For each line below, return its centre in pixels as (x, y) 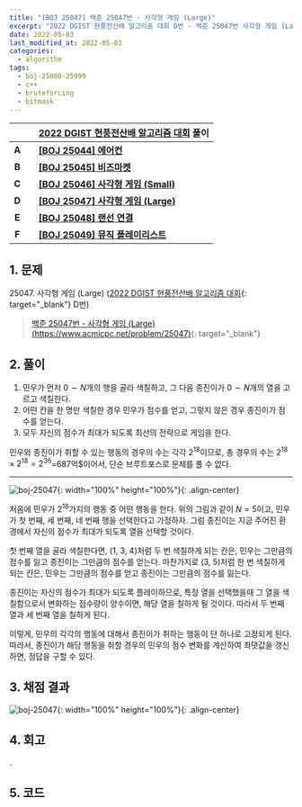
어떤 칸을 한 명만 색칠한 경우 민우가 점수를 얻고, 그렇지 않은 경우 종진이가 (149, 410)
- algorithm (40, 59)
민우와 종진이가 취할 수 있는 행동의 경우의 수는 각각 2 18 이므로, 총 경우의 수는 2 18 (149, 451)
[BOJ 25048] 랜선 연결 (86, 219)
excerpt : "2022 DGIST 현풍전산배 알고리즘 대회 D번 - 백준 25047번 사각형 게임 (143, 26)
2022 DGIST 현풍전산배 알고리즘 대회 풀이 (124, 133)
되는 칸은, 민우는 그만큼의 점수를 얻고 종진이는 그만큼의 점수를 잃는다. (130, 573)
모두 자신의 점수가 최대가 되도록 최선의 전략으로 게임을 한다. (127, 432)
